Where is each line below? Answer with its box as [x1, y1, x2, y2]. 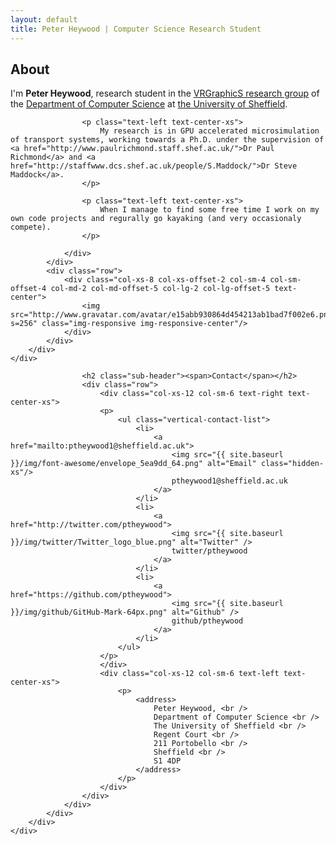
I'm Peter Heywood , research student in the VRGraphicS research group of [10, 87, 320, 100]
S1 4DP [153, 756, 182, 766]
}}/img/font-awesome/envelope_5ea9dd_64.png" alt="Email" [10, 459, 257, 469]
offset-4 [10, 284, 47, 294]
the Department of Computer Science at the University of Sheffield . [10, 98, 288, 110]
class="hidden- [260, 459, 325, 469]
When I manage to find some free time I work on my [99, 205, 320, 215]
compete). [10, 222, 52, 233]
